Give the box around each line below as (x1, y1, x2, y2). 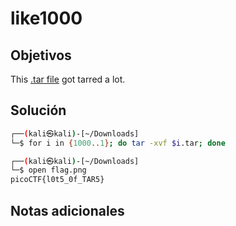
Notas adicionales (10, 202, 125, 219)
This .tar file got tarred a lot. (10, 73, 126, 85)
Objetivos (10, 47, 72, 64)
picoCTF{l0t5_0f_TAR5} (10, 175, 105, 185)
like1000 (10, 7, 83, 30)
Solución (10, 102, 67, 119)
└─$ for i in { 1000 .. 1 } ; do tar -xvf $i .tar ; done (10, 138, 226, 148)
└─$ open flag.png (10, 165, 87, 176)
